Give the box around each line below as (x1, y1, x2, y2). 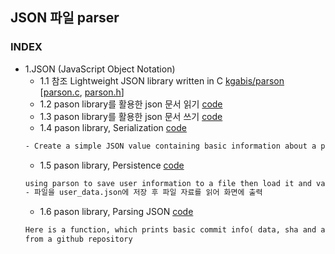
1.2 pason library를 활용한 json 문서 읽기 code (39, 98, 223, 110)
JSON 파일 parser (10, 9, 120, 27)
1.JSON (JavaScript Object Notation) (24, 63, 176, 75)
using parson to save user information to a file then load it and (24, 178, 312, 188)
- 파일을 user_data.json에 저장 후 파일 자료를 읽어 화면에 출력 (24, 188, 263, 198)
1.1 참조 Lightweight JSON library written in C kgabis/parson (39, 74, 285, 87)
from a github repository (24, 234, 133, 245)
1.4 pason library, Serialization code (39, 121, 187, 133)
